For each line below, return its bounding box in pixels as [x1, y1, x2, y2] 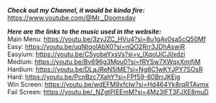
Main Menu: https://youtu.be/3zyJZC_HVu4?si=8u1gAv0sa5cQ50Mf [7, 35, 206, 43]
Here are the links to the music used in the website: [7, 28, 162, 36]
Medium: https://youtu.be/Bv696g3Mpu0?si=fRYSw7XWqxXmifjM [7, 58, 201, 66]
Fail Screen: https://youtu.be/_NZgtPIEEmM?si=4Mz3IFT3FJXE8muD [7, 88, 209, 96]
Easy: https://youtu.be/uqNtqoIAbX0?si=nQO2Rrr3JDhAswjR [7, 43, 185, 50]
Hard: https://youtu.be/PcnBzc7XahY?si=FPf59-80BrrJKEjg [7, 72, 180, 81]
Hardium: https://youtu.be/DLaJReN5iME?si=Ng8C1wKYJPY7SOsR [7, 65, 203, 73]
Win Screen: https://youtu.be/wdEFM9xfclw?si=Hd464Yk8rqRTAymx [7, 80, 210, 88]
